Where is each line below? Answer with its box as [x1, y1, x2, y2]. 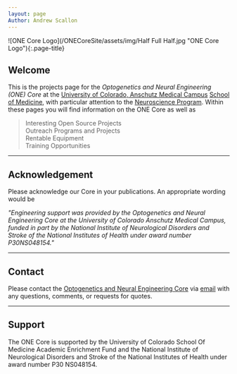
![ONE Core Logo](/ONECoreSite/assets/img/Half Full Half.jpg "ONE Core [8, 36, 219, 44]
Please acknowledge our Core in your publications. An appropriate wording [8, 188, 226, 196]
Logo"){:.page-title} [8, 44, 65, 52]
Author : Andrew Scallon [8, 17, 78, 24]
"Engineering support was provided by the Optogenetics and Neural [8, 209, 206, 217]
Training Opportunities [25, 142, 91, 150]
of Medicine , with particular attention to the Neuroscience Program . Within [8, 98, 224, 107]
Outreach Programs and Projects [25, 126, 120, 135]
